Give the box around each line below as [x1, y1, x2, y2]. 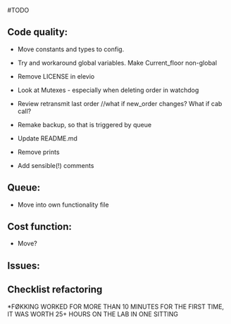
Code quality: [7, 26, 68, 38]
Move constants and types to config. [17, 45, 125, 53]
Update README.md [17, 134, 77, 143]
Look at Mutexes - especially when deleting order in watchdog [17, 86, 199, 94]
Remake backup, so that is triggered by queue [17, 120, 152, 129]
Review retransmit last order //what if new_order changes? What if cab [17, 99, 223, 108]
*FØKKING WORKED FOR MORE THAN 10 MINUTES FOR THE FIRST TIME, [7, 302, 224, 311]
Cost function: [7, 221, 73, 233]
